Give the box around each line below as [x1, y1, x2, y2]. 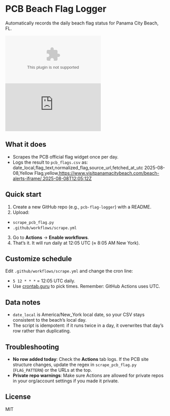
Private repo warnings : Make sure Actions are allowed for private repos [12, 373, 164, 378]
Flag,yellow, [34, 170, 60, 176]
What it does [5, 140, 47, 149]
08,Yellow [12, 170, 34, 176]
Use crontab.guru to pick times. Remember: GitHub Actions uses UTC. [12, 283, 160, 290]
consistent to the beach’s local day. [12, 317, 87, 323]
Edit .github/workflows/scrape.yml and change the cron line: [5, 268, 133, 274]
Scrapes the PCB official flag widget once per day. [12, 153, 119, 160]
